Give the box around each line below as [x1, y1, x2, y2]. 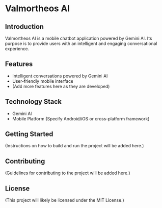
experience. [5, 46, 29, 51]
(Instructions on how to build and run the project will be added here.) [5, 143, 144, 149]
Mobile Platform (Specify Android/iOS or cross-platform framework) [12, 116, 150, 121]
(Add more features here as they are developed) [12, 83, 110, 89]
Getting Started [5, 130, 54, 139]
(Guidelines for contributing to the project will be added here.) [5, 170, 131, 176]
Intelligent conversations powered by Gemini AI [12, 73, 108, 79]
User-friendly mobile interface [12, 78, 74, 84]
